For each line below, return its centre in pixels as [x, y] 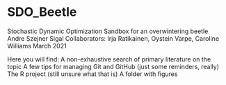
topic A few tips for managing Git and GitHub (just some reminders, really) [113, 66]
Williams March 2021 [37, 46]
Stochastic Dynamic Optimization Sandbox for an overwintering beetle [108, 31]
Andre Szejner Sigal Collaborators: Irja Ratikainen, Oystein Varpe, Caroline [113, 38]
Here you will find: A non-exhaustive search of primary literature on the [109, 59]
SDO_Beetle [42, 12]
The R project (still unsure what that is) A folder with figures [92, 74]
